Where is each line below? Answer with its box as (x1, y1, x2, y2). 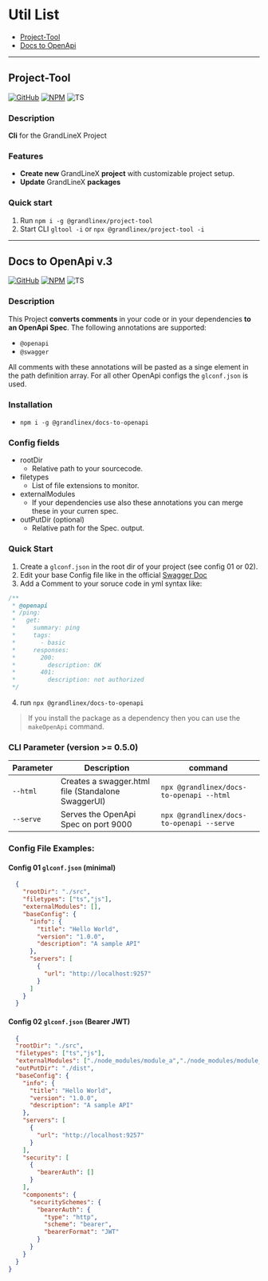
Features (8, 150, 44, 162)
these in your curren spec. (31, 506, 119, 516)
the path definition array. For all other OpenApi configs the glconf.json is (8, 370, 249, 380)
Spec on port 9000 (60, 819, 132, 830)
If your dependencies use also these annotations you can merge (31, 498, 243, 507)
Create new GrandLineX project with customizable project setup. (19, 169, 235, 178)
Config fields (8, 437, 60, 448)
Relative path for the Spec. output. (31, 523, 145, 533)
